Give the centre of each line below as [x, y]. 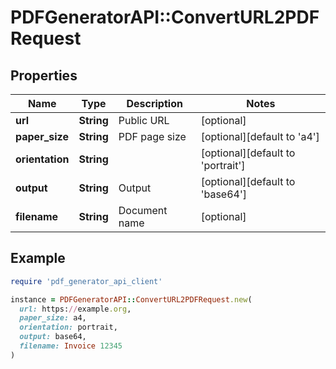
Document [143, 210]
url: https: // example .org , [75, 309]
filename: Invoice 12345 [71, 346]
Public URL [144, 120]
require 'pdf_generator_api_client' [86, 281]
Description [154, 103]
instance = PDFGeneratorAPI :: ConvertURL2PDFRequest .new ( [131, 299]
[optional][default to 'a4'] [260, 136]
